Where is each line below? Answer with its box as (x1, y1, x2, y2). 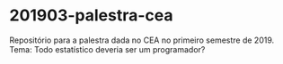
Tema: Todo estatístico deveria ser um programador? (9, 44, 206, 54)
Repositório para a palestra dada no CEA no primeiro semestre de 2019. (9, 35, 275, 45)
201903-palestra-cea (9, 5, 173, 26)
